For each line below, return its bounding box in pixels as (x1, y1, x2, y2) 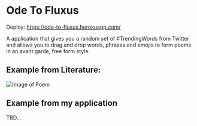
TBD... (6, 114, 22, 121)
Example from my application (6, 98, 118, 108)
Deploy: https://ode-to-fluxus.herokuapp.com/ (6, 23, 121, 30)
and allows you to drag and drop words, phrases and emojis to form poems (6, 41, 192, 48)
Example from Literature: (6, 65, 101, 75)
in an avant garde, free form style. (6, 47, 90, 54)
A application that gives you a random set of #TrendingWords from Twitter (6, 35, 190, 42)
